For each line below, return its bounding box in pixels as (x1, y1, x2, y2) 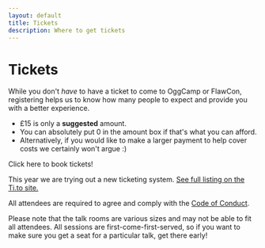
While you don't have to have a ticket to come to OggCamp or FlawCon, (8, 86, 243, 96)
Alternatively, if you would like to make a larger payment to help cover (19, 135, 248, 145)
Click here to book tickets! (8, 159, 93, 169)
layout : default (8, 11, 62, 20)
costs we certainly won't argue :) (19, 144, 127, 154)
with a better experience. (8, 104, 90, 113)
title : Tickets (8, 19, 59, 27)
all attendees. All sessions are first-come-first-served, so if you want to (8, 223, 241, 232)
